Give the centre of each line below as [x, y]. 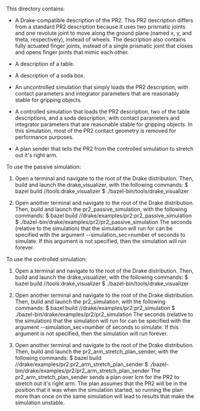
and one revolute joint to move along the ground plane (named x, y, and [103, 33]
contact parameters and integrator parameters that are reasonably [97, 93]
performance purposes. [44, 137]
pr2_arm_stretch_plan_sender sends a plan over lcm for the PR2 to [97, 377]
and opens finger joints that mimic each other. [72, 52]
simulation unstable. [40, 403]
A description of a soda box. [50, 75]
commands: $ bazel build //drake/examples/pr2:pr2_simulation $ [95, 308]
